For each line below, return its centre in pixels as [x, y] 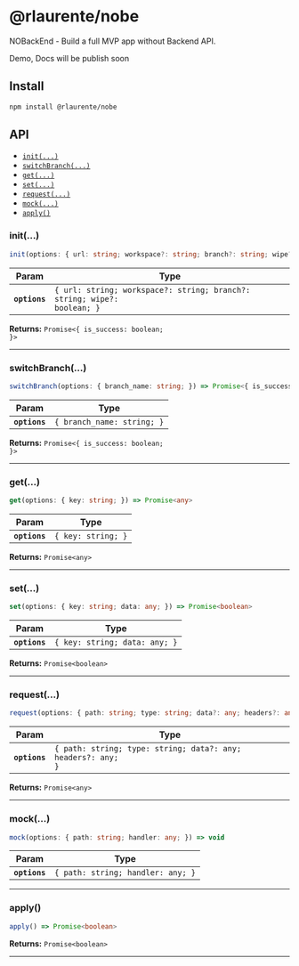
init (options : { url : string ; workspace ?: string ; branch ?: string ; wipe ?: [153, 254]
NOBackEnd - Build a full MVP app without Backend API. [113, 41]
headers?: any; [86, 758]
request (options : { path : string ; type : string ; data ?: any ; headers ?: [145, 713]
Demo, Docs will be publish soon [69, 58]
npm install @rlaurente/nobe [63, 107]
